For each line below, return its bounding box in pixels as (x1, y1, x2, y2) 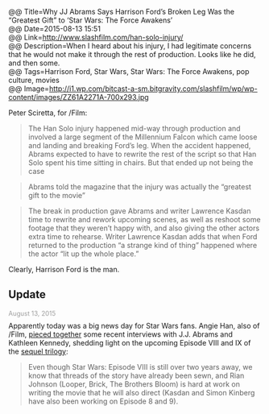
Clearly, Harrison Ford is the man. (8, 265, 120, 274)
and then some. (8, 58, 60, 68)
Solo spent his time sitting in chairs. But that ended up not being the (27, 158, 254, 168)
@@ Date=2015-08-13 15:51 (8, 24, 101, 33)
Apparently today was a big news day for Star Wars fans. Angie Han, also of (8, 321, 260, 330)
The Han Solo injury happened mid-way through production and (27, 124, 241, 133)
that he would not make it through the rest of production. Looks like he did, (8, 50, 256, 59)
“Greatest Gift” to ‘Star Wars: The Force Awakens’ (8, 15, 173, 25)
